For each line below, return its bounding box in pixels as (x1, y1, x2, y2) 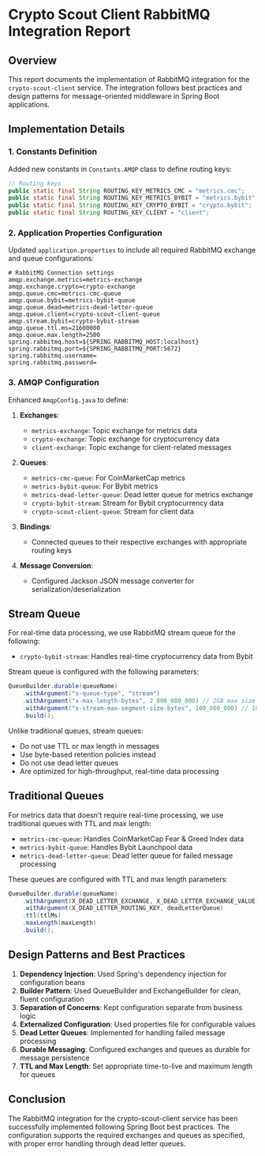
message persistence (19, 1053, 90, 1062)
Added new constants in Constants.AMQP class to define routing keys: (8, 164, 232, 174)
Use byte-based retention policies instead (19, 750, 156, 759)
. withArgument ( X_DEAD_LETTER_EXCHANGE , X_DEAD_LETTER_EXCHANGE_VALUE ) (22, 897, 259, 905)
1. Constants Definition (8, 146, 97, 157)
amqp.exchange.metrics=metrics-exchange (8, 276, 144, 284)
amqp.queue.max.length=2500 (8, 331, 101, 339)
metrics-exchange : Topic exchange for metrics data (31, 425, 198, 435)
